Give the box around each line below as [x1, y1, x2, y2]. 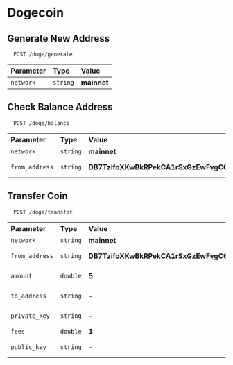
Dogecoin [7, 5, 64, 21]
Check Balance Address [7, 101, 113, 113]
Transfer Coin [7, 190, 68, 202]
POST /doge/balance [13, 119, 70, 126]
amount [10, 272, 33, 280]
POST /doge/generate [13, 51, 73, 58]
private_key [10, 312, 51, 320]
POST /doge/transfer [13, 208, 73, 216]
